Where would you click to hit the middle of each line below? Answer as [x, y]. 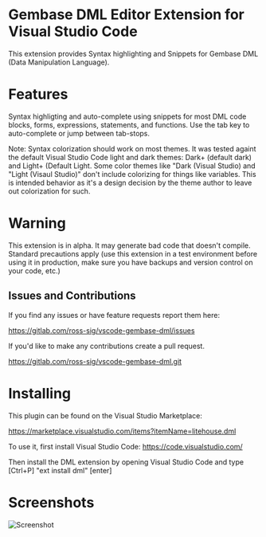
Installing [40, 393]
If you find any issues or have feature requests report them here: [114, 315]
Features [38, 94]
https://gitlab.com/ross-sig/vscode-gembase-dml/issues [102, 330]
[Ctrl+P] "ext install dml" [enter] [60, 470]
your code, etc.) [35, 270]
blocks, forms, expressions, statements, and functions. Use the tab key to [129, 124]
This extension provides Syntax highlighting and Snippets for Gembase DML [133, 53]
